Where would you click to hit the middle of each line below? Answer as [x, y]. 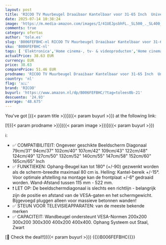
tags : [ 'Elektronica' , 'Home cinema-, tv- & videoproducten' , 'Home [76, 51]
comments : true [21, 28]
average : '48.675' [24, 102]
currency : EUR [20, 60]
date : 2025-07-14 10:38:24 [33, 19]
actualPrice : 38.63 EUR [30, 56]
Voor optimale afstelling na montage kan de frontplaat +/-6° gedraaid [83, 177]
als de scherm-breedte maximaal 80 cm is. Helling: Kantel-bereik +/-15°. [86, 172]
